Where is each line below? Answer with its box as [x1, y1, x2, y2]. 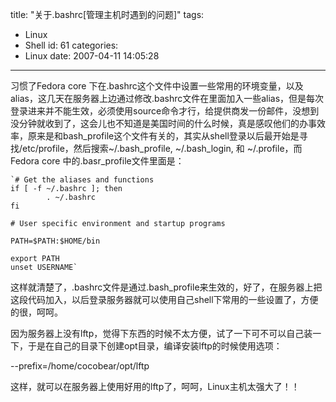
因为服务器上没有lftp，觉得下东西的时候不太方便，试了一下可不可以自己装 [10, 328, 313, 339]
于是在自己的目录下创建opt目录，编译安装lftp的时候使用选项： [27, 340, 283, 352]
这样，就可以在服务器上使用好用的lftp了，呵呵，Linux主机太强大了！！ [10, 381, 300, 392]
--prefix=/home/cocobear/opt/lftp [10, 360, 150, 372]
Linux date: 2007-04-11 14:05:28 [24, 50, 160, 62]
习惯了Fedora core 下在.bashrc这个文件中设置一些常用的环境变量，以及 [10, 80, 304, 92]
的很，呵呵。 [10, 306, 63, 318]
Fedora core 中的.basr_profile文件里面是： [10, 155, 185, 167]
